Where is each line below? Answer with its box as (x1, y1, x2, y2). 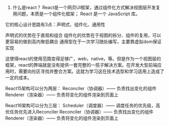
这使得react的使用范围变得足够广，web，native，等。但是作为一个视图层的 (5, 56, 161, 62)
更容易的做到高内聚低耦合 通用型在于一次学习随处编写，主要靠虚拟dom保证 (5, 38, 162, 45)
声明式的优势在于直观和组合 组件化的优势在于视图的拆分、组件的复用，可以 (5, 32, 161, 38)
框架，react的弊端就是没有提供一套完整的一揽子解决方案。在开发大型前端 (5, 62, 157, 68)
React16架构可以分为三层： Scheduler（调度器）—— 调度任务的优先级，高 (5, 103, 160, 108)
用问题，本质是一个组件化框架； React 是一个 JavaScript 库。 (12, 11, 140, 17)
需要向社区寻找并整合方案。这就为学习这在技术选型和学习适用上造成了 (18, 68, 164, 74)
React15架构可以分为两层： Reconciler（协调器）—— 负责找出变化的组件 (5, 86, 157, 91)
